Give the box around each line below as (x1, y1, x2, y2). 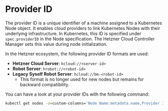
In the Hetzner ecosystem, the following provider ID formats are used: (5, 51, 149, 57)
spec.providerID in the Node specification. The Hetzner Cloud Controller (5, 36, 155, 42)
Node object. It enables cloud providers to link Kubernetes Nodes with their (5, 25, 160, 31)
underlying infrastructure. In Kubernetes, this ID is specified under (5, 30, 141, 36)
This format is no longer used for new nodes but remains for (19, 76, 144, 82)
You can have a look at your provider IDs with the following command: (5, 91, 149, 97)
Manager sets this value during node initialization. (5, 41, 107, 47)
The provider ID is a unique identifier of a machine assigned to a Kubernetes (5, 20, 162, 26)
